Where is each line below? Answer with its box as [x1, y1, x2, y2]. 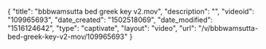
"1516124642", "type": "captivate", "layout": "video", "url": [7, 24, 197, 32]
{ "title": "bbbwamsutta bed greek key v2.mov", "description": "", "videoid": [7, 7, 255, 16]
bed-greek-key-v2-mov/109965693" [7, 32, 128, 41]
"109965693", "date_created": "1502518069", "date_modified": [7, 15, 213, 24]
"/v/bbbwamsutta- [198, 24, 259, 32]
